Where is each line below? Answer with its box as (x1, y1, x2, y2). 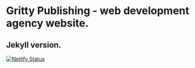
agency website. (6, 16, 89, 30)
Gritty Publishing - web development (6, 4, 190, 18)
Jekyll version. (6, 40, 62, 50)
